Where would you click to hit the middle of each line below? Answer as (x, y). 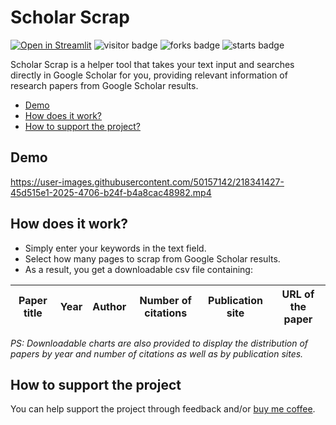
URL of (298, 294)
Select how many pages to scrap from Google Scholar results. (152, 258)
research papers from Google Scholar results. (104, 85)
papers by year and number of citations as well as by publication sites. (157, 353)
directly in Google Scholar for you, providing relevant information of (149, 75)
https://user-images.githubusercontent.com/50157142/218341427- (147, 182)
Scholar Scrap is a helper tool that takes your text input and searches (152, 64)
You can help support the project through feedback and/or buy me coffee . (163, 409)
